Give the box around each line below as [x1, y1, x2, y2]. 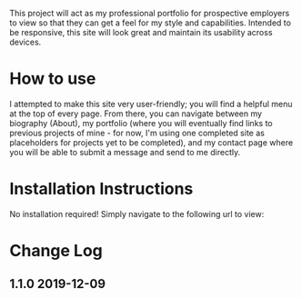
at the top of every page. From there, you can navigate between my [9, 108, 262, 119]
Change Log [9, 241, 103, 262]
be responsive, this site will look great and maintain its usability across [9, 27, 273, 37]
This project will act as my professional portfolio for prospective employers [9, 8, 290, 18]
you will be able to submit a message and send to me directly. [9, 146, 241, 157]
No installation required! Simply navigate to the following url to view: [9, 208, 265, 219]
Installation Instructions [9, 179, 194, 199]
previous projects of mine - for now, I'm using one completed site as [9, 127, 266, 138]
